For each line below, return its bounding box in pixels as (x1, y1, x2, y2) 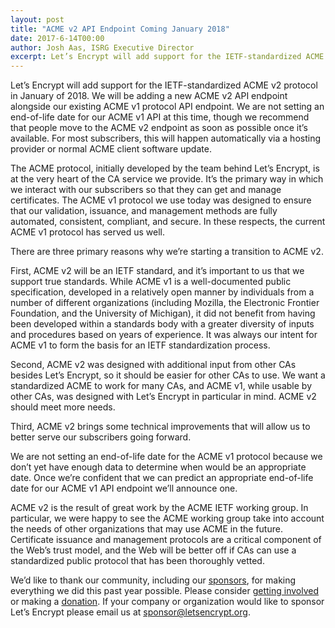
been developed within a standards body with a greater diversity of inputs (10, 318, 315, 330)
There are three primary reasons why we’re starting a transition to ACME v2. (10, 246, 324, 258)
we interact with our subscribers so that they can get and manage (10, 184, 282, 196)
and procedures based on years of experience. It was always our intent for (10, 329, 318, 341)
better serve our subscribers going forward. (10, 431, 192, 443)
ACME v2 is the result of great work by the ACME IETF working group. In (10, 502, 309, 514)
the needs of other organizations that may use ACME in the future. (10, 523, 283, 535)
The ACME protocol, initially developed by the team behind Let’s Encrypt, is (10, 162, 320, 175)
